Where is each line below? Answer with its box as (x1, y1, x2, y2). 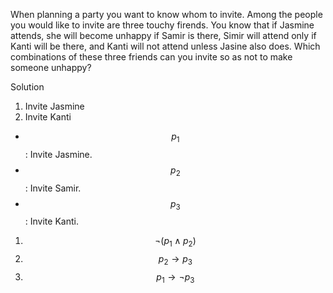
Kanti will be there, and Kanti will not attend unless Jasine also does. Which (10, 40, 321, 52)
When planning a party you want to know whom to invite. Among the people (10, 9, 323, 20)
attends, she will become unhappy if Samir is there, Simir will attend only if (10, 30, 317, 41)
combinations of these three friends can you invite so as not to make (10, 51, 293, 63)
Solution (10, 81, 45, 93)
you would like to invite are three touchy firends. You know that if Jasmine (10, 19, 315, 31)
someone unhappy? (10, 62, 92, 73)
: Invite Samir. (24, 182, 82, 194)
